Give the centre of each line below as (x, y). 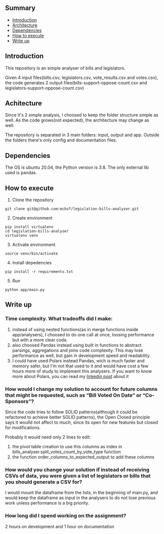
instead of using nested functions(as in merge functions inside (75, 329)
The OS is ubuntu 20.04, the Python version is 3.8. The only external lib (77, 167)
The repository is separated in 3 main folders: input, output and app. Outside (82, 135)
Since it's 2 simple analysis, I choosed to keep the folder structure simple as (82, 115)
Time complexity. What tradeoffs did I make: (59, 319)
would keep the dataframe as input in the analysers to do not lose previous (80, 498)
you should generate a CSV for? (44, 482)
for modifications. (23, 428)
